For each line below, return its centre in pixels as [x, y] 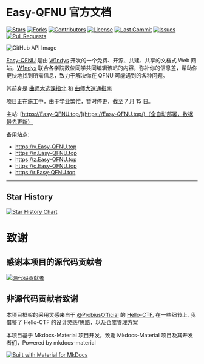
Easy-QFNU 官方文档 [59, 12]
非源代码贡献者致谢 [42, 299]
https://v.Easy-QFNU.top [46, 147]
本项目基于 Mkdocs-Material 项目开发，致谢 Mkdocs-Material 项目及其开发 [100, 335]
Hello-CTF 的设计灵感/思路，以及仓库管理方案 [81, 322]
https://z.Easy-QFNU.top [46, 159]
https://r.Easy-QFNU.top [45, 172]
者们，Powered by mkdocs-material [51, 342]
